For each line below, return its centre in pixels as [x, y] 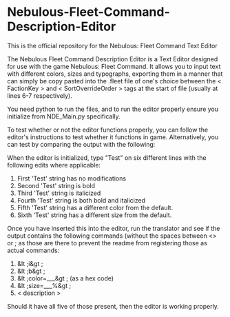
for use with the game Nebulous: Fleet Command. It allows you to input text [114, 66]
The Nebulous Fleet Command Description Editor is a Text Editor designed [113, 59]
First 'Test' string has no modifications [71, 178]
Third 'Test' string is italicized [59, 193]
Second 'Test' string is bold [56, 185]
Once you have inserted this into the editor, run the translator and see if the [114, 228]
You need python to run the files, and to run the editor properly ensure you [113, 109]
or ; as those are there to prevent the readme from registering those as [107, 243]
